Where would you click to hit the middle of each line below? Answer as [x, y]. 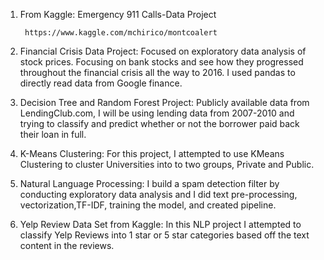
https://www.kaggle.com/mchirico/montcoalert [121, 33]
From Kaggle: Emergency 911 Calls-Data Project [118, 14]
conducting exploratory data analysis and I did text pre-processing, [158, 194]
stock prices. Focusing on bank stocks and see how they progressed [161, 62]
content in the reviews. [67, 245]
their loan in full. [53, 134]
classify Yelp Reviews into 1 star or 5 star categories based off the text [164, 235]
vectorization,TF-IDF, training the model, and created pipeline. [148, 205]
